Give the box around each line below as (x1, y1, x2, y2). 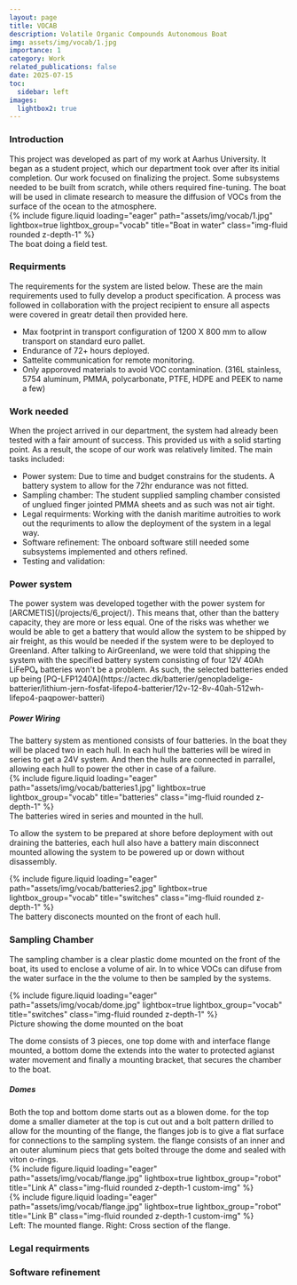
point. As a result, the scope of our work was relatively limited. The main (9, 444, 273, 455)
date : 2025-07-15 (9, 71, 74, 80)
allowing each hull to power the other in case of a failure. (9, 763, 217, 774)
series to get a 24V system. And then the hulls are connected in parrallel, (9, 754, 276, 765)
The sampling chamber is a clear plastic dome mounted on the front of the (9, 954, 281, 964)
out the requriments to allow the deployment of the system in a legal (21, 518, 271, 529)
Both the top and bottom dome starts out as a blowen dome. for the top (9, 1106, 270, 1117)
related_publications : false (9, 63, 117, 72)
